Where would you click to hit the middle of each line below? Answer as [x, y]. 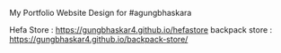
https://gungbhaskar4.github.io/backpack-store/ [99, 39]
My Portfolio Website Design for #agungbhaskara [101, 13]
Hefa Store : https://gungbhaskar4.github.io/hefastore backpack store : [141, 30]
